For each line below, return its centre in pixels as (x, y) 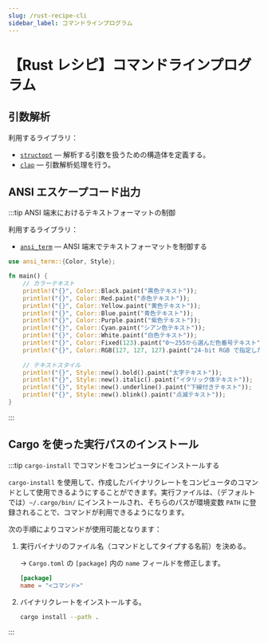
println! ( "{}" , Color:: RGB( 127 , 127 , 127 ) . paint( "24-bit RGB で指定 (137, 350)
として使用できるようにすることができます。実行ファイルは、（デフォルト (135, 492)
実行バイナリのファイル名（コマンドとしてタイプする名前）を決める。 (135, 546)
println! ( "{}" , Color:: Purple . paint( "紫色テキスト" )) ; (112, 321)
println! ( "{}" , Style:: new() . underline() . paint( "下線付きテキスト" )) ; (138, 388)
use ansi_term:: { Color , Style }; (62, 262)
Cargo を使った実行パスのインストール (104, 445)
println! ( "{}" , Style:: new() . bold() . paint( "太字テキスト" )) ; (123, 373)
